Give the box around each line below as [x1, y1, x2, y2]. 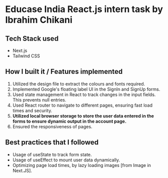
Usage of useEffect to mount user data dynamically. [12, 157, 120, 163]
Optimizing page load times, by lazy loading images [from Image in [12, 162, 151, 168]
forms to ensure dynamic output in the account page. [12, 118, 127, 124]
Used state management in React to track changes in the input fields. [12, 92, 156, 98]
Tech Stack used [5, 34, 59, 43]
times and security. [12, 107, 52, 114]
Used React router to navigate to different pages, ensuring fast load [12, 102, 152, 108]
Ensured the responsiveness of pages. [12, 123, 93, 129]
